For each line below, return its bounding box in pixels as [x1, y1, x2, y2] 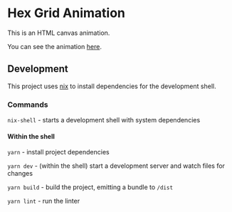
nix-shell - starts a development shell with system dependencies [7, 116, 201, 124]
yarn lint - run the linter [7, 197, 80, 206]
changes [7, 169, 33, 178]
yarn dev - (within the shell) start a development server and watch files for [7, 161, 226, 170]
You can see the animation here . [7, 42, 102, 51]
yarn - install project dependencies [7, 148, 110, 157]
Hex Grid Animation [7, 5, 126, 21]
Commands [7, 100, 48, 110]
